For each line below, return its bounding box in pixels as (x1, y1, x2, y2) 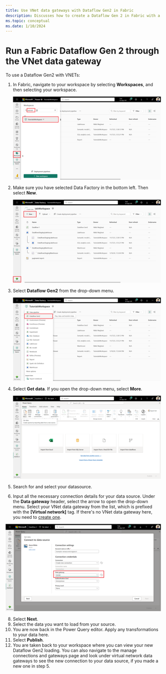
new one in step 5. (12, 663, 51, 669)
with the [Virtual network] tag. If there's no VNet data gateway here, (12, 509, 153, 514)
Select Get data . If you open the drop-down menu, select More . (12, 385, 142, 391)
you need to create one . (12, 514, 62, 520)
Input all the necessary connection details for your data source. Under (12, 493, 155, 499)
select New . (12, 190, 37, 196)
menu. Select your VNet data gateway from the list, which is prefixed (12, 504, 152, 510)
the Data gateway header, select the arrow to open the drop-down (12, 498, 148, 504)
